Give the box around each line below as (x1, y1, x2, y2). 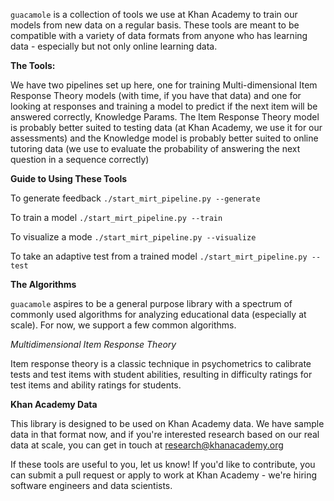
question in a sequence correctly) (10, 154, 150, 165)
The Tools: (10, 60, 56, 71)
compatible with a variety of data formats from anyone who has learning (10, 30, 308, 41)
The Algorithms (10, 279, 77, 290)
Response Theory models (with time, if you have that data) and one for (10, 90, 302, 101)
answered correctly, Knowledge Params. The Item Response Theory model (10, 111, 320, 123)
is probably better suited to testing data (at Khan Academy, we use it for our (10, 122, 323, 133)
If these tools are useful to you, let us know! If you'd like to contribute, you (10, 459, 316, 470)
